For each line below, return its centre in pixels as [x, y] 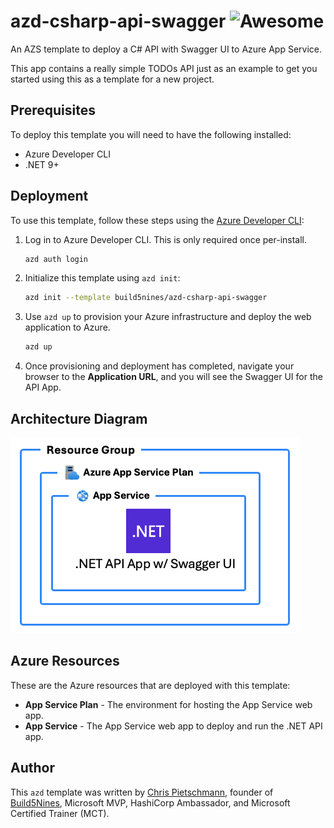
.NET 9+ [42, 164]
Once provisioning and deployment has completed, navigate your [159, 366]
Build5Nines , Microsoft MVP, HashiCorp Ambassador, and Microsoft [150, 802]
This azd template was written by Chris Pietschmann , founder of [142, 792]
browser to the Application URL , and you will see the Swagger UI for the [173, 377]
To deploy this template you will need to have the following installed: [151, 134]
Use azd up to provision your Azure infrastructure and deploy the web [168, 317]
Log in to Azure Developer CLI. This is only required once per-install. [166, 239]
